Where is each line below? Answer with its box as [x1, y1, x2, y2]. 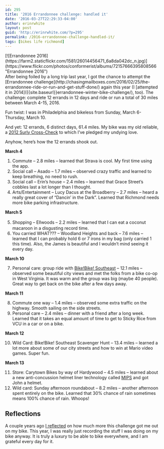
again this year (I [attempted [101, 84, 158, 90]
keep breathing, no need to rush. [12, 173, 78, 180]
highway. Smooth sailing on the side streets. [12, 305, 101, 311]
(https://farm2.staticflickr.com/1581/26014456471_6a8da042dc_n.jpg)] [5, 58, 148, 64]
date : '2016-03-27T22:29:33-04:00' [5, 16, 78, 21]
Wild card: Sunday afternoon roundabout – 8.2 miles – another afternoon [12, 385, 159, 391]
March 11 [5, 290, 23, 296]
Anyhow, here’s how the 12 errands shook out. [5, 139, 98, 145]
